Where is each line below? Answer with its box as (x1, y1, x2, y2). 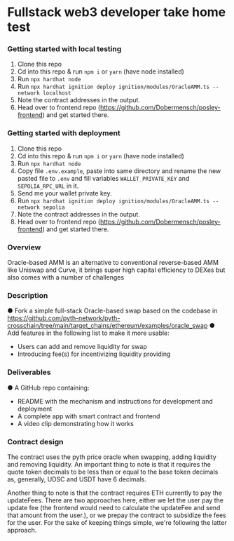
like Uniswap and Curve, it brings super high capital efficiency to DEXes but (7, 266, 226, 274)
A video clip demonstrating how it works (17, 419, 135, 427)
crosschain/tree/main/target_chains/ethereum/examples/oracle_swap (7, 322, 208, 330)
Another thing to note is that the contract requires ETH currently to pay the (7, 488, 223, 497)
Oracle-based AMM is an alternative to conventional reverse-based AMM (7, 259, 219, 267)
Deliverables (7, 367, 51, 377)
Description (7, 291, 48, 300)
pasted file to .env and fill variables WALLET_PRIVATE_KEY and (17, 174, 190, 182)
